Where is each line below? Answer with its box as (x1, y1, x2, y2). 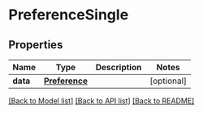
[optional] (149, 75, 188, 86)
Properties (8, 38, 63, 52)
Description (95, 62, 142, 73)
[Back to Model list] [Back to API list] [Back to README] (8, 96, 195, 106)
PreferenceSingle (8, 6, 129, 24)
